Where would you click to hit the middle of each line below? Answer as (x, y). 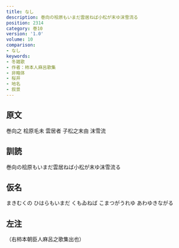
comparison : (21, 45)
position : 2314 (25, 23)
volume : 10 (20, 39)
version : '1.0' (25, 34)
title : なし (20, 12)
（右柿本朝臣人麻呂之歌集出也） (45, 239)
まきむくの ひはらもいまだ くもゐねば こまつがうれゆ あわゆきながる (90, 203)
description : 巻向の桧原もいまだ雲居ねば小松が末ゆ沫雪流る (72, 17)
